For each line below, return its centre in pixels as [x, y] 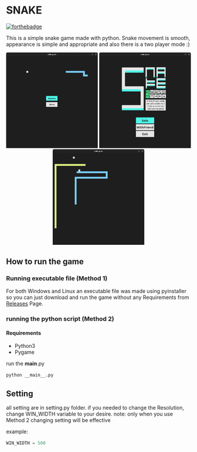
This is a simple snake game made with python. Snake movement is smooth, [98, 38]
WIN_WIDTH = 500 [26, 443]
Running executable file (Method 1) [57, 278]
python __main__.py [30, 375]
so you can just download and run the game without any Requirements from [98, 297]
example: [17, 431]
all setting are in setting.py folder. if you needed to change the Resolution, [95, 407]
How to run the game [45, 262]
